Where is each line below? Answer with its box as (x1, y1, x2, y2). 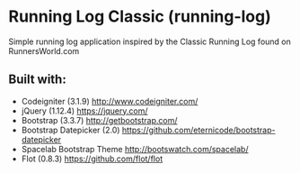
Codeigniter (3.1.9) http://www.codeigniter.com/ (21, 96, 199, 106)
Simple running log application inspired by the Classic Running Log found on (8, 36, 291, 47)
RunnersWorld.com (8, 45, 80, 56)
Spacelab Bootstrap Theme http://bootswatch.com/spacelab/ (21, 143, 249, 154)
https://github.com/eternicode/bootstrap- (121, 124, 276, 135)
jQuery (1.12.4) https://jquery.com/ (21, 105, 149, 116)
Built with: (8, 72, 66, 87)
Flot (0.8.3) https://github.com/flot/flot (21, 153, 163, 164)
